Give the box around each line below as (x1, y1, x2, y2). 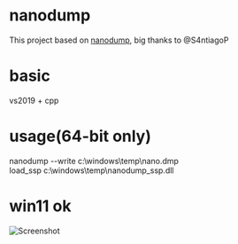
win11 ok (9, 196, 72, 216)
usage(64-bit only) (9, 126, 152, 146)
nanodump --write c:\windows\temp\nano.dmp (9, 155, 180, 166)
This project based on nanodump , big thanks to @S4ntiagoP (9, 35, 229, 45)
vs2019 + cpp (9, 95, 59, 106)
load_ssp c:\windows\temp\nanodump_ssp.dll (9, 165, 174, 176)
